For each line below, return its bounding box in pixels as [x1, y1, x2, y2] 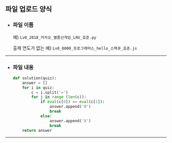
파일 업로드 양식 [5, 5, 52, 14]
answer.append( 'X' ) [49, 118, 91, 124]
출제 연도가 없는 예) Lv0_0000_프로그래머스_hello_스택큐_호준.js [12, 45, 137, 51]
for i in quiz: [22, 85, 55, 90]
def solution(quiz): [12, 76, 57, 81]
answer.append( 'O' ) [49, 104, 91, 109]
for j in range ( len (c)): [31, 94, 87, 100]
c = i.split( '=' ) [31, 90, 68, 95]
